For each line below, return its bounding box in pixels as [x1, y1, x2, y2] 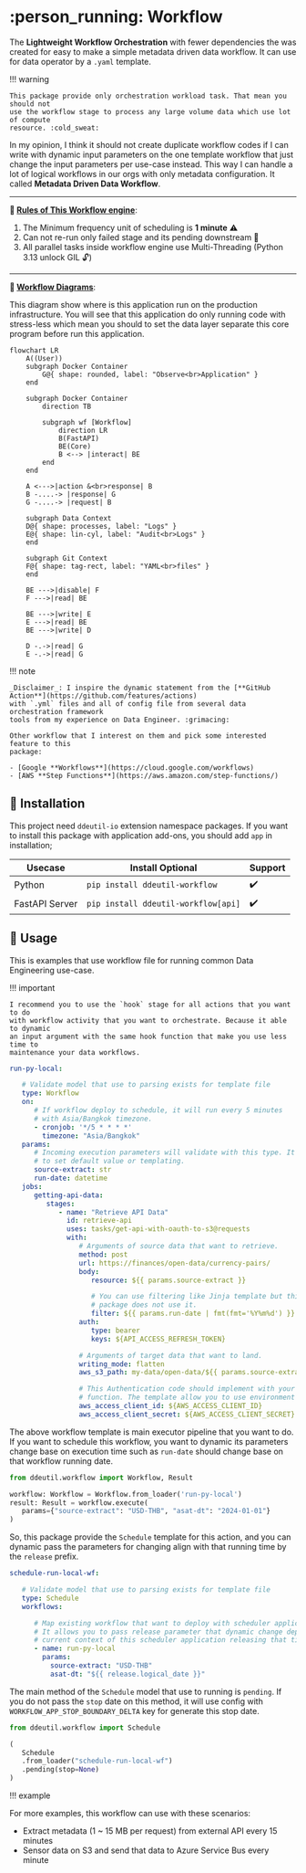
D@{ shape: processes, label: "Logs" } [25, 521, 178, 531]
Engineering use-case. [9, 964, 95, 975]
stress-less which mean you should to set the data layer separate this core [9, 318, 290, 330]
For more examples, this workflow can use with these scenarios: [9, 1808, 251, 1819]
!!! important [9, 982, 56, 993]
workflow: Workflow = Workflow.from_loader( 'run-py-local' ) [9, 1489, 243, 1499]
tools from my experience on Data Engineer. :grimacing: [9, 715, 230, 724]
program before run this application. [9, 328, 145, 339]
